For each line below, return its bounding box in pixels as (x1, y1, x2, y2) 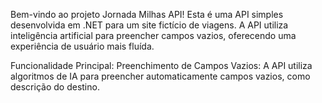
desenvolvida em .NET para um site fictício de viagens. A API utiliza (10, 19, 289, 31)
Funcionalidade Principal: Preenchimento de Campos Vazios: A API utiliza (10, 60, 313, 71)
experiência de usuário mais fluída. (10, 40, 155, 52)
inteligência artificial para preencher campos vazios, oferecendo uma (10, 30, 297, 41)
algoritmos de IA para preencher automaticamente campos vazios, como (10, 70, 311, 82)
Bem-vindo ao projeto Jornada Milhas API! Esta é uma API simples (10, 9, 284, 20)
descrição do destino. (10, 81, 100, 93)
